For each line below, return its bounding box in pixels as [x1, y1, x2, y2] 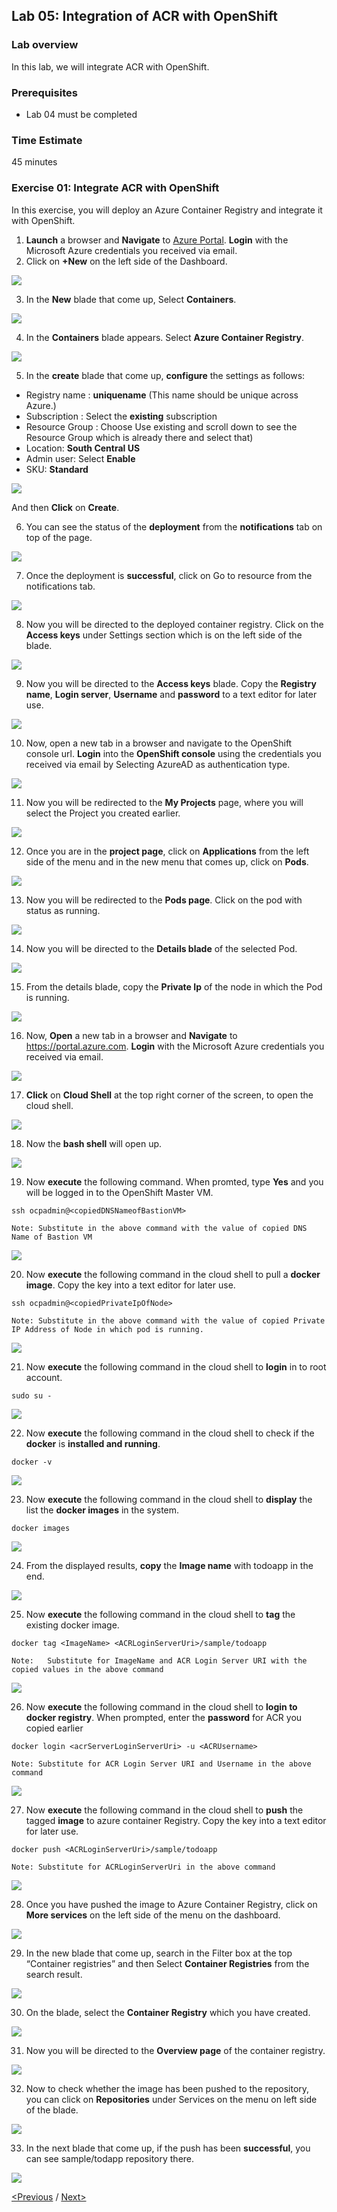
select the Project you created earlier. [25, 807, 181, 819]
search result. [25, 1968, 83, 1980]
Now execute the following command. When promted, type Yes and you [25, 1175, 324, 1188]
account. [25, 1371, 63, 1383]
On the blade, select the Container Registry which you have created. [25, 2006, 311, 2018]
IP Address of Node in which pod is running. [11, 1324, 204, 1334]
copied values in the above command [11, 1664, 164, 1674]
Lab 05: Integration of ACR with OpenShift [11, 8, 278, 25]
